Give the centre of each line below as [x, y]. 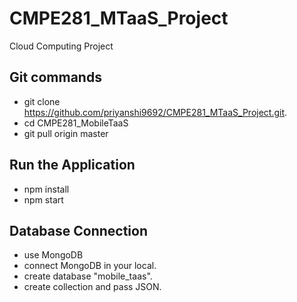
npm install [46, 189]
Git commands [55, 77]
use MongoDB [53, 255]
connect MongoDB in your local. [90, 266]
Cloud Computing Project [61, 46]
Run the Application [72, 165]
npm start [43, 199]
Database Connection [78, 230]
